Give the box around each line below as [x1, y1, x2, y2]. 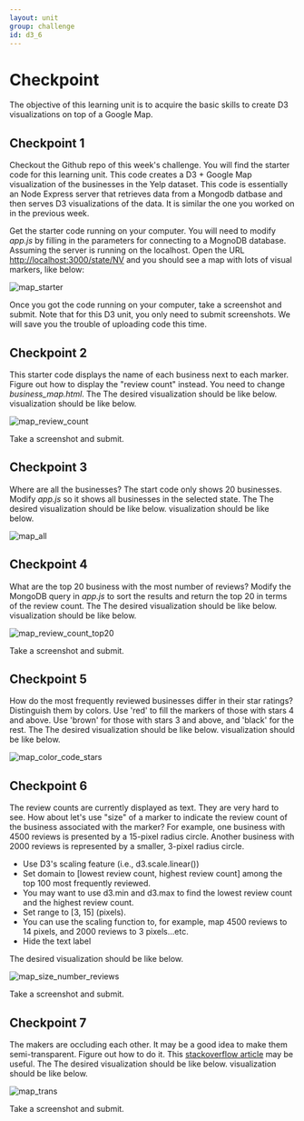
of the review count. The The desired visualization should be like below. [9, 600, 278, 611]
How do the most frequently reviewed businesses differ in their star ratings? [9, 696, 293, 706]
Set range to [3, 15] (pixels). [22, 906, 127, 918]
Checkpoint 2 [9, 345, 88, 360]
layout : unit [9, 13, 59, 23]
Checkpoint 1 [9, 135, 85, 151]
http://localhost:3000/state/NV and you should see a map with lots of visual [9, 255, 292, 265]
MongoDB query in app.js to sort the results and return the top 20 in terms [9, 590, 288, 601]
